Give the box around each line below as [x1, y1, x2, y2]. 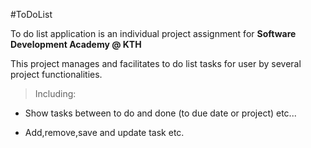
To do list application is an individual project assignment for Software [10, 28, 297, 39]
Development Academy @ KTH [10, 39, 142, 50]
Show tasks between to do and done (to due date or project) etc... [24, 107, 297, 119]
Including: [34, 88, 77, 99]
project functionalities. [10, 69, 103, 80]
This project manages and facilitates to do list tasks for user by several [10, 58, 302, 69]
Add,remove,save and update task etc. [24, 127, 185, 138]
